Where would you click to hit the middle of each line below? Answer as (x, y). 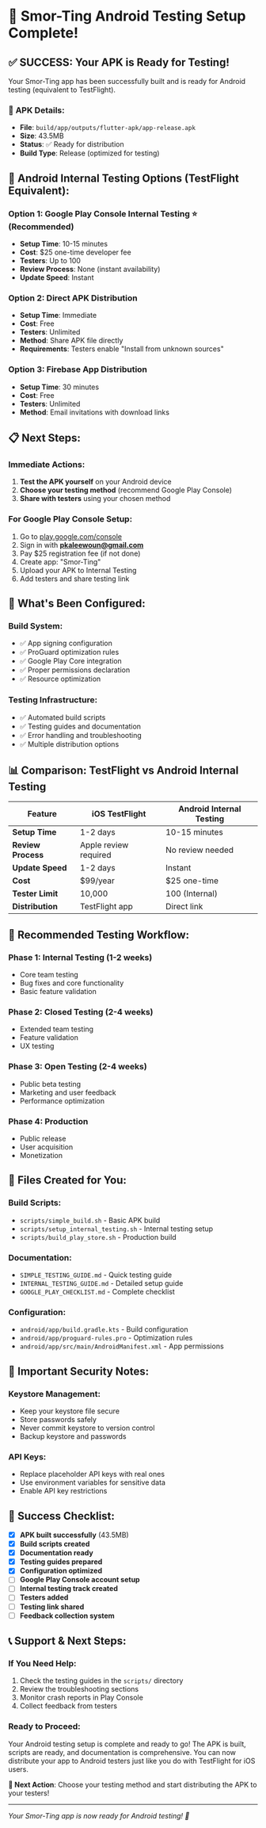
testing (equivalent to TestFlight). (62, 90)
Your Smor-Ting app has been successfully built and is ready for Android (127, 81)
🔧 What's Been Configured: (77, 603)
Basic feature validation (58, 992)
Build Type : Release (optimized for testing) (89, 153)
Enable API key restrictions (63, 1491)
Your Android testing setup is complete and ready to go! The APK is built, (127, 1744)
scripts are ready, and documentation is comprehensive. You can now (122, 1752)
